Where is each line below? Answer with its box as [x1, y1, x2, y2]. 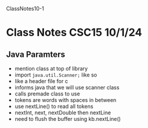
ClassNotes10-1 [6, 5, 44, 12]
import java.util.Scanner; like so [14, 71, 98, 78]
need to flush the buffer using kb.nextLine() [14, 116, 121, 122]
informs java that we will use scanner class [14, 84, 120, 91]
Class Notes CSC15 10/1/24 [6, 26, 142, 39]
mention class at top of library [14, 65, 88, 72]
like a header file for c [14, 78, 68, 85]
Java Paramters [6, 49, 66, 59]
